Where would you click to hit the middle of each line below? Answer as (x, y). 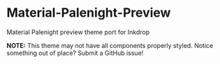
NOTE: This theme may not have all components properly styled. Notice (110, 45)
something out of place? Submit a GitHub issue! (75, 53)
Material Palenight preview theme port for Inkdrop (78, 32)
